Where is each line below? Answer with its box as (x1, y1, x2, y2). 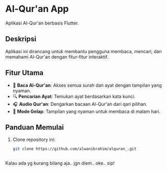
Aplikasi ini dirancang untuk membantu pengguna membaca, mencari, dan (5, 48, 162, 54)
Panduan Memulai (5, 123, 64, 132)
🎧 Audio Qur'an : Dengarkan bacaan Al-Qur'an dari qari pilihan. (12, 101, 148, 107)
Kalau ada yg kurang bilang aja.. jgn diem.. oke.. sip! (5, 160, 115, 166)
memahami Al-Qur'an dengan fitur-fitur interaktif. (5, 54, 109, 60)
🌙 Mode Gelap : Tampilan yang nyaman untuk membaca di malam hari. (12, 108, 161, 114)
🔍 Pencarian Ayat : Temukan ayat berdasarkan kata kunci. (12, 93, 136, 100)
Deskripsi (5, 35, 37, 43)
